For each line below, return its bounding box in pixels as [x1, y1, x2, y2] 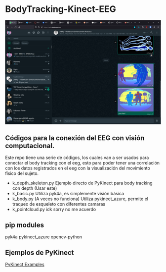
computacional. [5, 142, 55, 150]
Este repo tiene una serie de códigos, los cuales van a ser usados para [5, 155, 149, 161]
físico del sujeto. [5, 170, 39, 176]
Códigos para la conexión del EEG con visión [5, 134, 145, 142]
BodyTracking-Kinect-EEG [5, 3, 116, 15]
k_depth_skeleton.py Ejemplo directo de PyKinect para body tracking [12, 180, 153, 186]
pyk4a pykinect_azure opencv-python [5, 234, 83, 240]
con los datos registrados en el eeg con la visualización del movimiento [5, 165, 151, 171]
